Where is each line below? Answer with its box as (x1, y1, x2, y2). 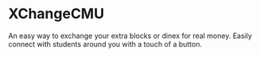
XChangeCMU (8, 5, 105, 23)
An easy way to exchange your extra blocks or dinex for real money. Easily (8, 31, 253, 40)
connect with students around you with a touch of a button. (8, 39, 203, 48)
